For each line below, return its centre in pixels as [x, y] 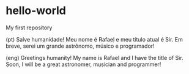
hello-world [36, 11]
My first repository [29, 28]
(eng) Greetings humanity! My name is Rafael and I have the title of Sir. [95, 57]
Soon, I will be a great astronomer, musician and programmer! [83, 64]
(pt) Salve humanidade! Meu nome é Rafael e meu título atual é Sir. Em [94, 39]
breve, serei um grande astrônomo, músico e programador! [80, 46]
